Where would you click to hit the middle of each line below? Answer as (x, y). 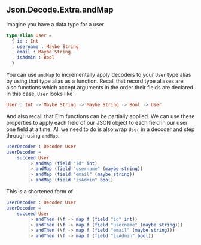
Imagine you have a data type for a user (55, 24)
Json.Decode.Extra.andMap (60, 10)
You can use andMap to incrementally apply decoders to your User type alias (99, 75)
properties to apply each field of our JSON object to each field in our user (97, 122)
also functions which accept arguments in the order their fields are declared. (100, 88)
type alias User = (29, 35)
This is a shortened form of (40, 192)
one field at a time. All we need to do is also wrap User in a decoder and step (100, 129)
